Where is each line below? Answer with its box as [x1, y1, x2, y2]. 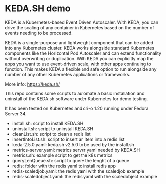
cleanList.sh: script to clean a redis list [12, 131, 91, 137]
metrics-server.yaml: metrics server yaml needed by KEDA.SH [12, 147, 140, 153]
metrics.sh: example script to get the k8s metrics [12, 152, 113, 158]
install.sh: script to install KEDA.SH [12, 120, 83, 126]
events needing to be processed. [5, 30, 73, 36]
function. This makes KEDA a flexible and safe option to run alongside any [5, 66, 157, 72]
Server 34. [5, 110, 27, 117]
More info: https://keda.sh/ [5, 81, 60, 87]
